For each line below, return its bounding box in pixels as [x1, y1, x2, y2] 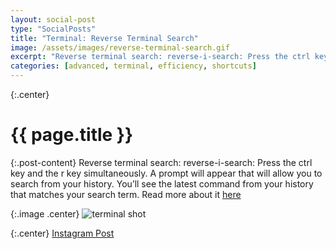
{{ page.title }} [10, 124, 134, 146]
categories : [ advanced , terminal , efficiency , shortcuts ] [10, 61, 257, 71]
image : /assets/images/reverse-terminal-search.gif [10, 42, 230, 53]
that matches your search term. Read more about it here [10, 188, 242, 200]
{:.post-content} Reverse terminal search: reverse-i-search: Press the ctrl [10, 156, 313, 168]
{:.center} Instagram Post [10, 227, 115, 239]
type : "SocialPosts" [10, 24, 97, 34]
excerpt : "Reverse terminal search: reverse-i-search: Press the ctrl [10, 52, 311, 62]
